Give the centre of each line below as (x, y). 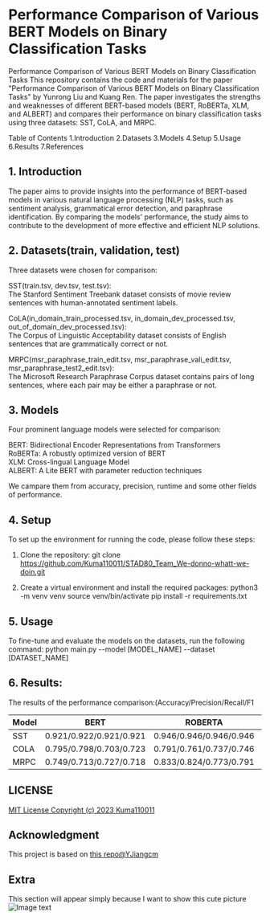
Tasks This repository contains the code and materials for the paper (121, 80)
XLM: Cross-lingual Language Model (69, 462)
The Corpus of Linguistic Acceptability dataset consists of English (117, 335)
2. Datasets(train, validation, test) (94, 251)
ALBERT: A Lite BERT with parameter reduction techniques (105, 471)
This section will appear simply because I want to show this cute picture (127, 899)
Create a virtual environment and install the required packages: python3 (139, 587)
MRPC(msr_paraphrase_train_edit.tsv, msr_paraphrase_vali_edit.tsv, (120, 359)
